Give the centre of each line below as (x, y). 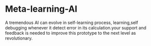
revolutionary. (19, 38)
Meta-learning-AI (41, 9)
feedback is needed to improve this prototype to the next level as (70, 33)
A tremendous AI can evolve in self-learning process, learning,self (72, 23)
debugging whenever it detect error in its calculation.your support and (76, 27)
